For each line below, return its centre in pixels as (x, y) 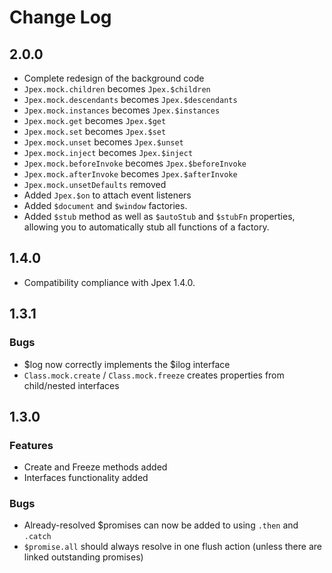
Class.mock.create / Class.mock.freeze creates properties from (154, 375)
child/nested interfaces (71, 385)
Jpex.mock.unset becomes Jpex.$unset (103, 142)
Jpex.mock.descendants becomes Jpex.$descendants (130, 99)
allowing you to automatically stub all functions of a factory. (146, 227)
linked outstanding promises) (83, 557)
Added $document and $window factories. (105, 205)
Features (31, 445)
